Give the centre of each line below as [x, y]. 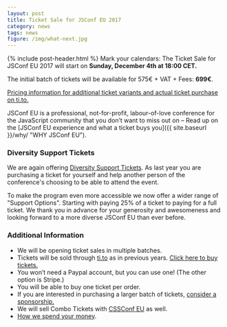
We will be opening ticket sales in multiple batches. [89, 250]
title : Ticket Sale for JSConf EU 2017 [64, 20]
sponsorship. [36, 301]
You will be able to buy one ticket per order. [79, 286]
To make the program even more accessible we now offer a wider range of [113, 196]
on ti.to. [18, 100]
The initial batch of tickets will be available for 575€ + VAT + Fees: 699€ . [110, 79]
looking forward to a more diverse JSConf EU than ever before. [96, 218]
